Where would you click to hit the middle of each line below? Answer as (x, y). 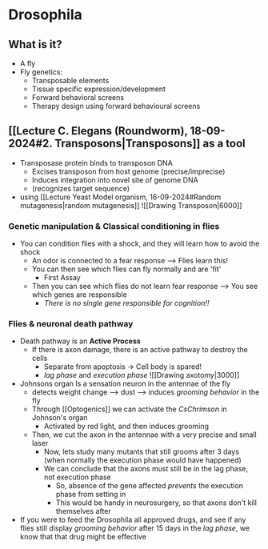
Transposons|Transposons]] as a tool (150, 144)
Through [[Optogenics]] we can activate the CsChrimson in (130, 409)
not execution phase (78, 477)
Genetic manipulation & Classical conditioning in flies (114, 226)
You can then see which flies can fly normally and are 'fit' (126, 269)
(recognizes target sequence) (81, 188)
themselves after (84, 511)
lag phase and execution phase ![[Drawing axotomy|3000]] (142, 375)
